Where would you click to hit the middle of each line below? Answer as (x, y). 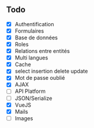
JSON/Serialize (33, 98)
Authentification (35, 24)
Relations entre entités (42, 51)
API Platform (30, 91)
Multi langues (32, 58)
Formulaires (29, 31)
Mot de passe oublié (40, 78)
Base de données (36, 38)
